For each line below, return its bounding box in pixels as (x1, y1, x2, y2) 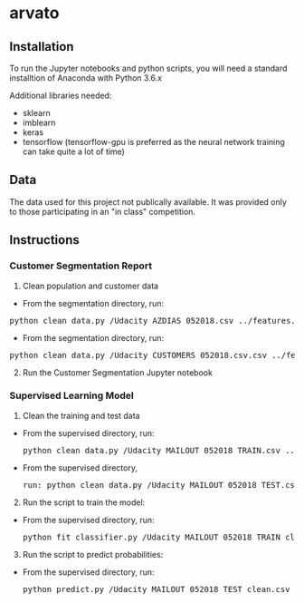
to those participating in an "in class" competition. (9, 206, 196, 217)
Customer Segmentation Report (9, 259, 152, 272)
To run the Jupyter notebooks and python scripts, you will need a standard (9, 63, 288, 73)
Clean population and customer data (22, 280, 159, 291)
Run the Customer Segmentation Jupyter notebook (22, 366, 213, 378)
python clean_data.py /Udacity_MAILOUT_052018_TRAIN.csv (22, 445, 280, 455)
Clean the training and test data (22, 410, 140, 421)
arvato (9, 3, 61, 24)
